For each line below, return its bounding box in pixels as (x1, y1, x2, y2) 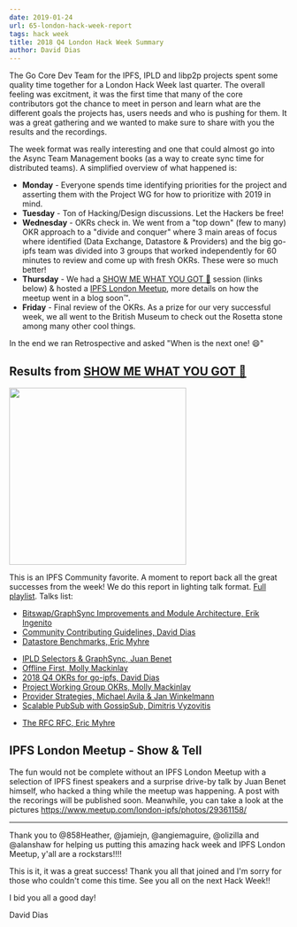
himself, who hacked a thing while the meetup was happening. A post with (9, 785, 280, 796)
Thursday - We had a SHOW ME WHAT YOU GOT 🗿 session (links (21, 274, 263, 284)
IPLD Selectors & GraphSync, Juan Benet (21, 653, 172, 664)
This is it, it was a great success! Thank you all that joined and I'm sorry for (9, 865, 282, 877)
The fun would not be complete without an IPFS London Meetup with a (9, 767, 267, 777)
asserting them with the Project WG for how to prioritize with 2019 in (21, 189, 271, 200)
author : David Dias (9, 46, 81, 55)
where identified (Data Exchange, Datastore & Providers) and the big (21, 236, 271, 247)
